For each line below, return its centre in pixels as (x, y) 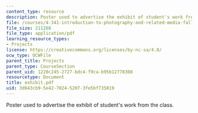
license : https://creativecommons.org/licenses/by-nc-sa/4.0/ (84, 50)
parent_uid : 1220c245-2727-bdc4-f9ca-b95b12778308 (70, 72)
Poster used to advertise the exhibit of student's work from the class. (90, 105)
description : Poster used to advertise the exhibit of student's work (95, 17)
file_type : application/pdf (41, 34)
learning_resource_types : (38, 39)
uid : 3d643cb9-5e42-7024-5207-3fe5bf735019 (60, 88)
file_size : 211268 (29, 28)
